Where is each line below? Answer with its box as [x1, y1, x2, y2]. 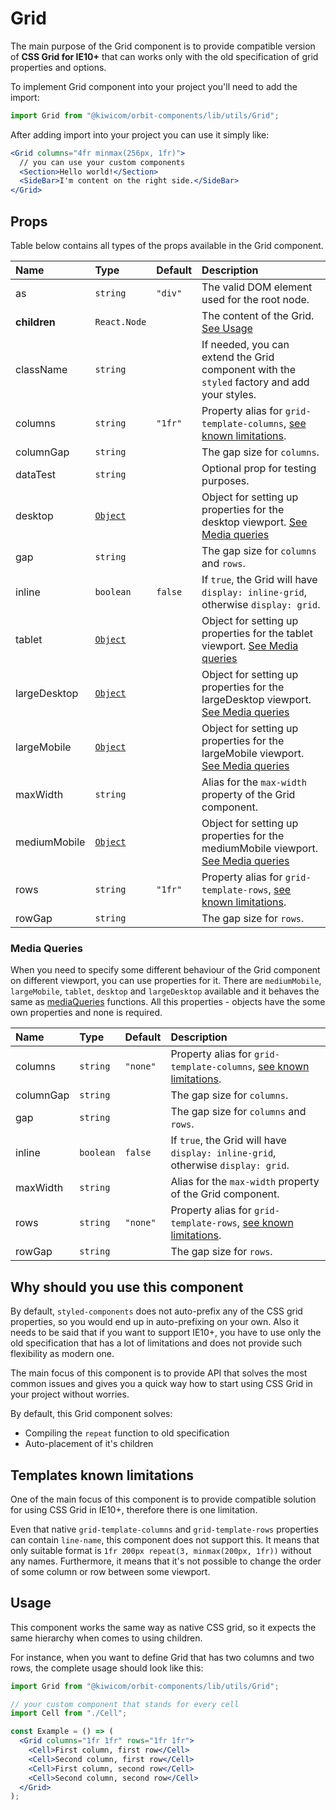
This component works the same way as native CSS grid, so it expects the [10, 1621, 317, 1633]
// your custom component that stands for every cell [10, 1699, 240, 1709]
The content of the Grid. [201, 309, 315, 322]
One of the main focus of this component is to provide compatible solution [10, 1493, 317, 1505]
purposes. [201, 474, 250, 487]
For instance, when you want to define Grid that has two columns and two [10, 1651, 315, 1663]
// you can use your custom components [19, 157, 186, 167]
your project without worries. [10, 1388, 130, 1401]
